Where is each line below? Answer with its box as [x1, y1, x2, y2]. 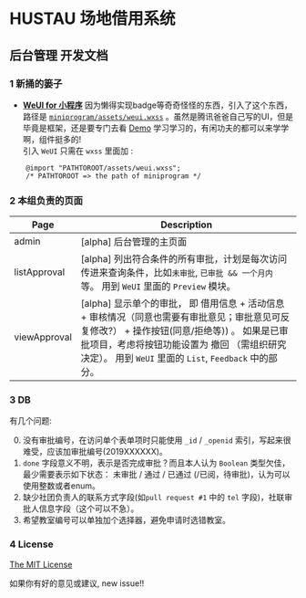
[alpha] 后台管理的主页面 [80, 236, 188, 248]
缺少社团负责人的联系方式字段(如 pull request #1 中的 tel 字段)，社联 [22, 492, 285, 503]
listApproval [14, 266, 66, 278]
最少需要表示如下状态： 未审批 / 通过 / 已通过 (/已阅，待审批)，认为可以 [22, 469, 291, 480]
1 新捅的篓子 [9, 77, 63, 89]
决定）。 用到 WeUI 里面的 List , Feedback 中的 [80, 352, 269, 365]
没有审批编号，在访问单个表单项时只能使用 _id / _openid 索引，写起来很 [22, 435, 291, 446]
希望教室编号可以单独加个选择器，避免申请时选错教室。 [22, 515, 230, 526]
